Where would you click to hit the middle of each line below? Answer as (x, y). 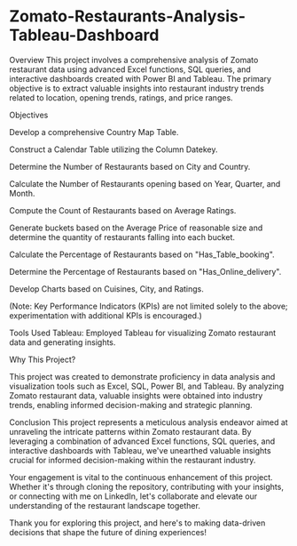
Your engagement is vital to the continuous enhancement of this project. (141, 477)
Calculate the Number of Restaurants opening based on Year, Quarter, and (145, 183)
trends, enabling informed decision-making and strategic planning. (131, 405)
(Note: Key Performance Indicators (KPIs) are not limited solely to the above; (148, 306)
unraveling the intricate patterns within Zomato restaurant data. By (130, 431)
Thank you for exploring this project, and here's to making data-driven (137, 523)
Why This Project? (43, 359)
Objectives (29, 115)
